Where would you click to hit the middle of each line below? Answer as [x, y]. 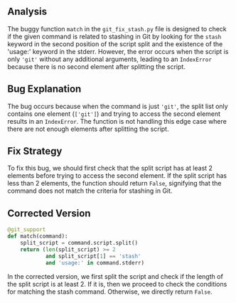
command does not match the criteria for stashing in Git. [90, 191]
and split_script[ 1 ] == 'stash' [93, 256]
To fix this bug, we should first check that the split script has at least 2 [110, 168]
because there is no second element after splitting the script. [97, 66]
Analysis [27, 12]
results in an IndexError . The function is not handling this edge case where [117, 121]
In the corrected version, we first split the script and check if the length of [116, 276]
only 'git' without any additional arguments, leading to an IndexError [109, 59]
